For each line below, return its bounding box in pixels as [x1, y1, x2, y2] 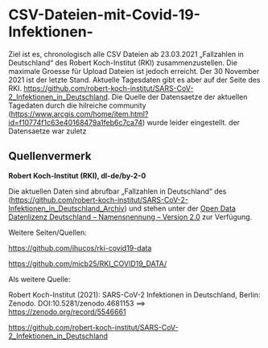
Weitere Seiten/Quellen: [8, 227, 87, 237]
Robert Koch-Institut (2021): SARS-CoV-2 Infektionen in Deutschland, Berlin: [8, 289, 261, 299]
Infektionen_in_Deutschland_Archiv [8, 203, 125, 213]
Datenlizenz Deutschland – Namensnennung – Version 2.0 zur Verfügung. [8, 211, 253, 222]
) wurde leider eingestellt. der [142, 117, 240, 127]
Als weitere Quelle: [8, 274, 71, 284]
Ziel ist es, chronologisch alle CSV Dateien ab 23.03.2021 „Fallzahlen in [8, 49, 244, 59]
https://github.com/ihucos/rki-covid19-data [8, 243, 152, 252]
